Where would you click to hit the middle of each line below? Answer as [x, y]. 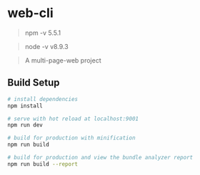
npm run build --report [43, 164]
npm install [25, 106]
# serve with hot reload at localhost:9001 [73, 119]
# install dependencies [43, 99]
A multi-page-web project [63, 60]
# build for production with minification [71, 138]
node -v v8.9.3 [47, 46]
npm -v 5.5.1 [43, 33]
